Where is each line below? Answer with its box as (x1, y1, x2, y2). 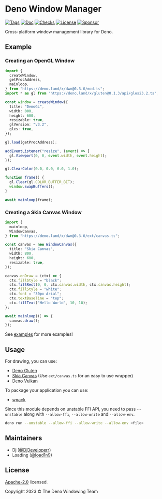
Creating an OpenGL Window (5, 57, 75, 64)
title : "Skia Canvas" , (9, 247, 55, 251)
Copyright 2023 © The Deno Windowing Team (5, 488, 98, 494)
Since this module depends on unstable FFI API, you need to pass (5, 406, 136, 412)
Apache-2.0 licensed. (5, 479, 48, 485)
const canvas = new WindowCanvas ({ (5, 242, 77, 247)
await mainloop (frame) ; (5, 197, 53, 202)
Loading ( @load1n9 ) (12, 452, 52, 458)
